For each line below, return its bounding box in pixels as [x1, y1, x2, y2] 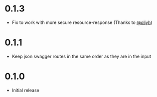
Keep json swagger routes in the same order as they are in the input [11, 53, 152, 59]
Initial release [11, 87, 39, 93]
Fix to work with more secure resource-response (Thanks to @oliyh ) [11, 19, 153, 25]
